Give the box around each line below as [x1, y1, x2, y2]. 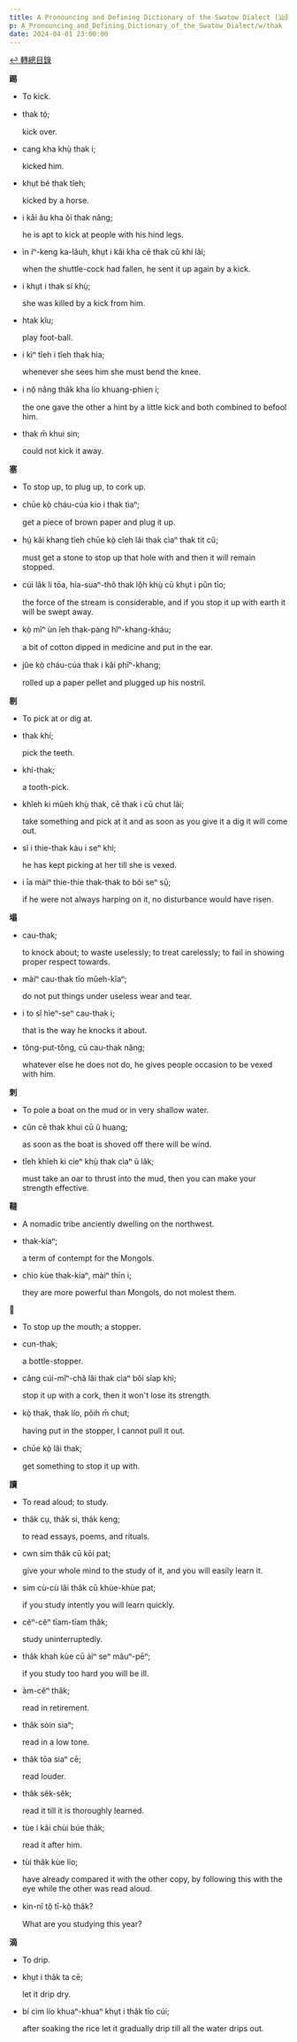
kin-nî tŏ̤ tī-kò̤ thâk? [21, 1901, 94, 1912]
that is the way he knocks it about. [21, 1025, 148, 1036]
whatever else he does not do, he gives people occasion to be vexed [21, 1059, 273, 1071]
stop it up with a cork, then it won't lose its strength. [21, 1390, 212, 1401]
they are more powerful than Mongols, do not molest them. [21, 1287, 237, 1298]
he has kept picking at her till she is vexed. [21, 860, 177, 871]
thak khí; [21, 731, 54, 741]
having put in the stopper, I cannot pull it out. [21, 1425, 186, 1436]
